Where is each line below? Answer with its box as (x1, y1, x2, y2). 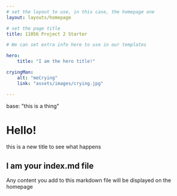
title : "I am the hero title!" (17, 58, 96, 65)
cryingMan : (6, 69, 34, 75)
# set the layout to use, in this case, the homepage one (6, 8, 155, 15)
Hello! (6, 123, 37, 137)
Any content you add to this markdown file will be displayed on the (6, 177, 172, 184)
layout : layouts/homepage (6, 14, 71, 21)
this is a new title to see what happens (6, 143, 101, 151)
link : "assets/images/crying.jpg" (17, 80, 104, 86)
